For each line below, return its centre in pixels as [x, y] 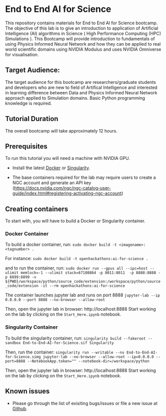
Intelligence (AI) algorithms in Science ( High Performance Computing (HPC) [83, 33]
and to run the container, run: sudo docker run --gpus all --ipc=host [77, 268]
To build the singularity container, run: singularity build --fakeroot [76, 338]
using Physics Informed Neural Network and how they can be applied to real [83, 44]
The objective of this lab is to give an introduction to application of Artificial [82, 28]
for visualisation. [22, 54]
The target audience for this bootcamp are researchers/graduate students [81, 82]
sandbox [13, 343]
